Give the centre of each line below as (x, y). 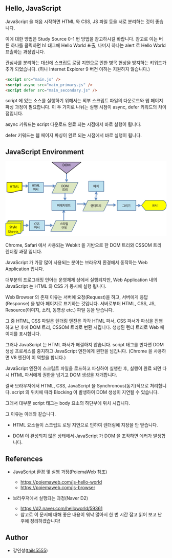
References (24, 459)
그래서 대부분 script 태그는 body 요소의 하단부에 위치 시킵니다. (68, 403)
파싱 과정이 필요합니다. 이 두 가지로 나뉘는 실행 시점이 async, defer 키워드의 (81, 107)
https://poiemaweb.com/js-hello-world (61, 482)
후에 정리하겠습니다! (40, 521)
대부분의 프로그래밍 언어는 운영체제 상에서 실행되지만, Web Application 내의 (81, 280)
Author (17, 537)
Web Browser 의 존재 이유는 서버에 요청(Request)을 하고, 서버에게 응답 (77, 297)
